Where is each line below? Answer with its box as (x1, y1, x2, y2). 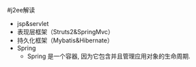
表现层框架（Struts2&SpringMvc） (16, 28, 114, 36)
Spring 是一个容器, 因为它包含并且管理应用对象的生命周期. (27, 52, 191, 60)
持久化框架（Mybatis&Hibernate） (16, 36, 114, 44)
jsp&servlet (16, 20, 49, 27)
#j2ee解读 (7, 6, 36, 14)
